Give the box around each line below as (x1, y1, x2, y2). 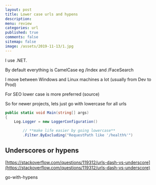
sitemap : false (5, 39, 36, 44)
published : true (5, 30, 38, 35)
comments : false (5, 35, 38, 40)
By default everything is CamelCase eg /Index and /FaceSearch (5, 67, 134, 73)
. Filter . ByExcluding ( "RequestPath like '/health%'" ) (23, 133, 133, 138)
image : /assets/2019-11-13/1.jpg (5, 44, 74, 49)
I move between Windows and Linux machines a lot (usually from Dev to (5, 76, 152, 82)
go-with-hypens (5, 174, 38, 180)
